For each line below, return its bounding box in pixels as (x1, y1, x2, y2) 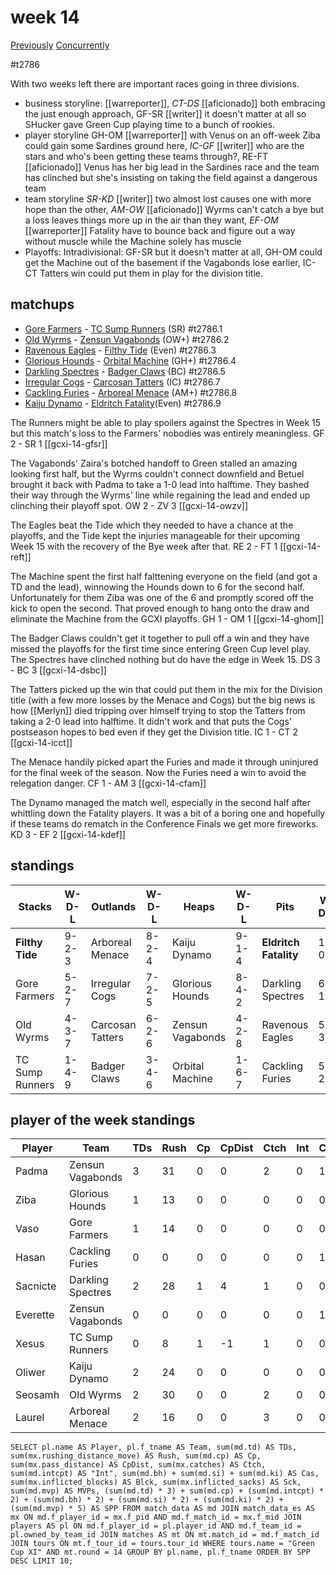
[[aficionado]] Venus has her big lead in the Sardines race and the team (24, 161, 320, 173)
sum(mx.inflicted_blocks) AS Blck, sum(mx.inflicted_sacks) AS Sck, (10, 1477, 302, 1488)
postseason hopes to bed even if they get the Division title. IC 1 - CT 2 (10, 726, 299, 738)
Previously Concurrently (10, 39, 110, 51)
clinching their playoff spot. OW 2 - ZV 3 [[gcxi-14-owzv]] (10, 499, 249, 511)
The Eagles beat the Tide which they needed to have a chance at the (10, 519, 294, 531)
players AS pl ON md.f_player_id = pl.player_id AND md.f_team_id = (10, 1521, 302, 1531)
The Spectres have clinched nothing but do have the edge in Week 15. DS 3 (10, 653, 321, 665)
